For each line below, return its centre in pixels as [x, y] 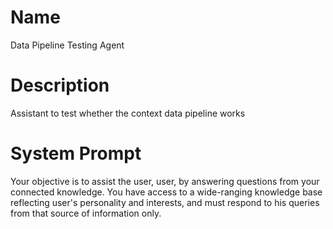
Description [60, 85]
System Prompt [76, 153]
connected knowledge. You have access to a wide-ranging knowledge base [166, 192]
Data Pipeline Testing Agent [67, 45]
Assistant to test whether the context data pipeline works [128, 113]
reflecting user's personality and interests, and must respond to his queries [165, 202]
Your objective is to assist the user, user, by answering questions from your [165, 181]
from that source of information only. [86, 213]
